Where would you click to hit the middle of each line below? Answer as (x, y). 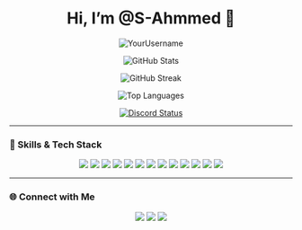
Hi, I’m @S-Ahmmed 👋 (151, 18)
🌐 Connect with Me (53, 197)
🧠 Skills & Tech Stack (56, 145)
